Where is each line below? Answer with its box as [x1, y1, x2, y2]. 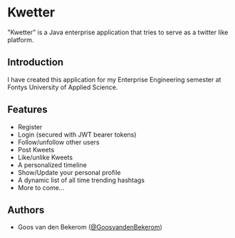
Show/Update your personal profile [17, 168, 121, 177]
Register [17, 122, 43, 131]
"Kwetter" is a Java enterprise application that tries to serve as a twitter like [7, 28, 229, 36]
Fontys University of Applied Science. [7, 83, 118, 91]
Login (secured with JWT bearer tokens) [17, 130, 137, 139]
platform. [7, 35, 34, 44]
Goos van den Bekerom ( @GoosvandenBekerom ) [17, 223, 162, 232]
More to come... [17, 183, 65, 192]
